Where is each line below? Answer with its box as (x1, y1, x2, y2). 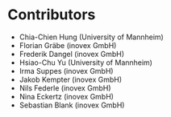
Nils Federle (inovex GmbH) (19, 83, 111, 93)
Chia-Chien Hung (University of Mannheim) (19, 32, 165, 42)
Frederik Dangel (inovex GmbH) (19, 49, 125, 58)
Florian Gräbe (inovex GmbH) (19, 40, 117, 50)
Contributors (7, 6, 96, 24)
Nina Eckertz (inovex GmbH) (19, 91, 115, 101)
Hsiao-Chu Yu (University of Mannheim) (19, 58, 152, 67)
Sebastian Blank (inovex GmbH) (19, 100, 125, 110)
